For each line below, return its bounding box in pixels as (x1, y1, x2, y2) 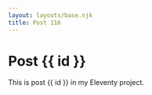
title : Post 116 (8, 19, 61, 26)
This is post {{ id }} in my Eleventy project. (8, 78, 145, 87)
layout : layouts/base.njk (8, 11, 92, 19)
